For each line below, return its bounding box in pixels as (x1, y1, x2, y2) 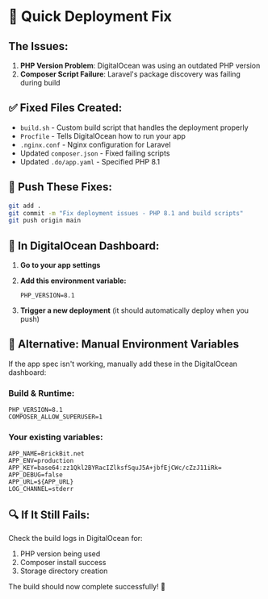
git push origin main (8, 217, 82, 225)
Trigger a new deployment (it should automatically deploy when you (19, 306, 249, 315)
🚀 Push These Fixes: (8, 181, 113, 194)
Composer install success (19, 558, 107, 568)
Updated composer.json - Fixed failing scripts (19, 148, 170, 158)
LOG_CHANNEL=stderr (8, 485, 74, 493)
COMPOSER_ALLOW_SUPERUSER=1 (8, 413, 103, 422)
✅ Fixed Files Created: (8, 101, 123, 115)
